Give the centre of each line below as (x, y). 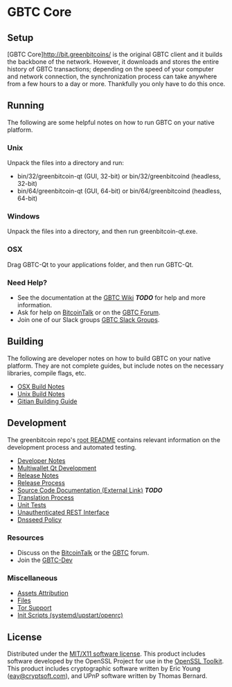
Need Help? (27, 282)
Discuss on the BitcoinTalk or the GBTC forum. (83, 552)
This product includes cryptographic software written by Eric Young (104, 669)
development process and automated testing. (72, 447)
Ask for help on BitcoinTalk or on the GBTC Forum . (89, 312)
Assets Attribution (43, 593)
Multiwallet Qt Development (57, 468)
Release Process (41, 482)
